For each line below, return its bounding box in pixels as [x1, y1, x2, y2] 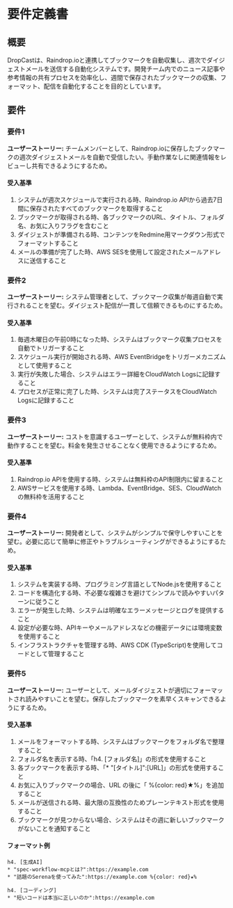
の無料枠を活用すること [17, 492, 85, 501]
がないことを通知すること [17, 824, 91, 832]
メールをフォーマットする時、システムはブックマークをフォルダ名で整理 [17, 737, 225, 745]
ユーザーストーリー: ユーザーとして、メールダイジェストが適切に [7, 686, 193, 694]
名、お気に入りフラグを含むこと [17, 221, 109, 230]
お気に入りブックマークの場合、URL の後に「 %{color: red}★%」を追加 [17, 781, 225, 789]
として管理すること [29, 650, 85, 658]
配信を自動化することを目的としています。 [43, 82, 165, 90]
